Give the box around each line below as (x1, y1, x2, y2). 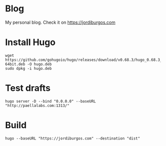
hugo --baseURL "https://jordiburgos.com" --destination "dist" (5, 136, 140, 141)
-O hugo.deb (27, 61, 52, 67)
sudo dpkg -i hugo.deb (5, 66, 52, 71)
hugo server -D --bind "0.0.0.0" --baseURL (5, 98, 96, 104)
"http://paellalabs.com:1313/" (5, 103, 70, 108)
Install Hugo (5, 37, 56, 48)
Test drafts (5, 83, 51, 94)
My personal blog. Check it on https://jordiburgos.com (5, 19, 116, 25)
